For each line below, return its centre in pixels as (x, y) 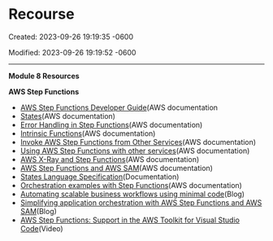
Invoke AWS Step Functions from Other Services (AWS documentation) (138, 142)
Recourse (41, 14)
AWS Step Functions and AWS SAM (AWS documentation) (117, 168)
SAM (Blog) (38, 211)
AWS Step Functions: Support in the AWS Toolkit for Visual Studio (130, 220)
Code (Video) (41, 228)
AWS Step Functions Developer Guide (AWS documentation (119, 107)
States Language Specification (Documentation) (100, 177)
